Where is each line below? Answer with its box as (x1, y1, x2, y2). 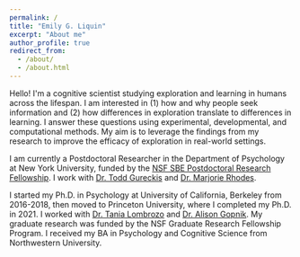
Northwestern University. (9, 237, 102, 248)
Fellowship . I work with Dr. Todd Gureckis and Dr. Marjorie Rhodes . (9, 172, 257, 182)
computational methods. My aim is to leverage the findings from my (9, 126, 260, 137)
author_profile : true (9, 38, 91, 48)
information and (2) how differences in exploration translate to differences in (9, 107, 292, 118)
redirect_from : (9, 47, 66, 56)
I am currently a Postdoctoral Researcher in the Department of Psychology (9, 153, 286, 164)
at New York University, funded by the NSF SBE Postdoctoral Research (9, 163, 271, 173)
